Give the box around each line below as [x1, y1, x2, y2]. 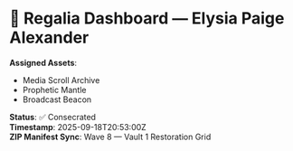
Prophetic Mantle [22, 84, 88, 95]
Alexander [9, 27, 90, 48]
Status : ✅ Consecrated [9, 111, 97, 122]
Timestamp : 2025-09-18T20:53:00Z [9, 121, 146, 132]
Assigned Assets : [9, 57, 78, 68]
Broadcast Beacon [22, 94, 92, 105]
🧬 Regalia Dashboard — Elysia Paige [9, 8, 285, 29]
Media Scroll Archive [22, 74, 100, 85]
